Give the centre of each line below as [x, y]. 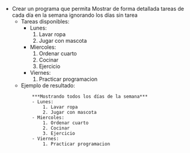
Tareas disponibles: [45, 21]
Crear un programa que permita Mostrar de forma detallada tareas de [98, 9]
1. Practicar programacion [76, 144]
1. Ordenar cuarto [66, 123]
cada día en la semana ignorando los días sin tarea [75, 15]
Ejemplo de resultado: [48, 86]
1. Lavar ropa [60, 107]
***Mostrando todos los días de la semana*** [90, 96]
